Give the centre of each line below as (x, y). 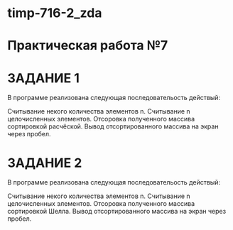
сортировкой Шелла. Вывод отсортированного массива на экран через (116, 212)
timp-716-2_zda (55, 13)
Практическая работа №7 (88, 46)
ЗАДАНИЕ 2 (45, 163)
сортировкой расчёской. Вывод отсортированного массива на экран (113, 126)
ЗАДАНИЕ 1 (44, 78)
